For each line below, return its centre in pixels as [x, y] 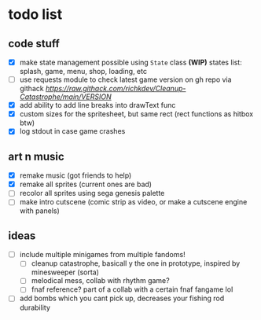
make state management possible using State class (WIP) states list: [130, 62]
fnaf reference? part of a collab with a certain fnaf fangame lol [132, 289]
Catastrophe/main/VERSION [65, 97]
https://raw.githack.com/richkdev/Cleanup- [116, 89]
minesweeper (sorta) [65, 272]
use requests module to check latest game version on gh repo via [125, 79]
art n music [36, 156]
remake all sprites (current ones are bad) [85, 184]
